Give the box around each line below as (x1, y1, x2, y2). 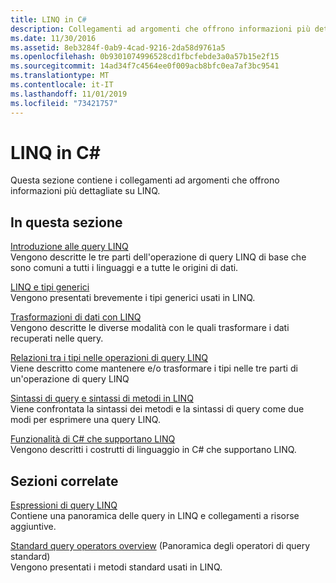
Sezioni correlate (10, 472, 119, 490)
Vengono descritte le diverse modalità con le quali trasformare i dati (10, 322, 290, 334)
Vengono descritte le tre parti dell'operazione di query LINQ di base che (10, 251, 307, 263)
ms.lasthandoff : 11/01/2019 (10, 89, 128, 99)
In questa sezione (10, 214, 123, 231)
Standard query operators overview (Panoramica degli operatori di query (10, 540, 311, 552)
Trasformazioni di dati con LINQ (10, 311, 142, 323)
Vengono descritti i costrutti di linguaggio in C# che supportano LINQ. (10, 444, 297, 456)
